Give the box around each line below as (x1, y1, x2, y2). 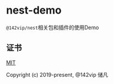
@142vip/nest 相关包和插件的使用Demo (6, 24, 99, 31)
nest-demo (6, 4, 62, 17)
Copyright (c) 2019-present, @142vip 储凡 (6, 71, 108, 78)
